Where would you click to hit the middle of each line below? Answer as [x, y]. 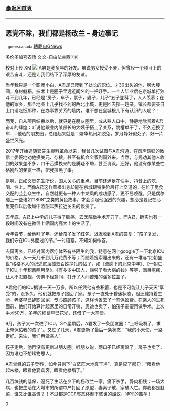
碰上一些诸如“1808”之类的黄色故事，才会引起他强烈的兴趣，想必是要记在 [81, 200]
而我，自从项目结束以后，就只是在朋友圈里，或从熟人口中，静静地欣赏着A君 [84, 121]
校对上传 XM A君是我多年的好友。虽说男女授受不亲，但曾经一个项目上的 [83, 68]
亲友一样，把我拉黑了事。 [49, 170]
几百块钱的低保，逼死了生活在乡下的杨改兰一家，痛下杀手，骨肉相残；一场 [83, 381]
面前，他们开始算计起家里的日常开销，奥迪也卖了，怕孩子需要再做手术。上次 [85, 306]
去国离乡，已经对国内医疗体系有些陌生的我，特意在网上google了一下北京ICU [85, 251]
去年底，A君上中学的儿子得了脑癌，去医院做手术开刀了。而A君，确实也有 [81, 217]
